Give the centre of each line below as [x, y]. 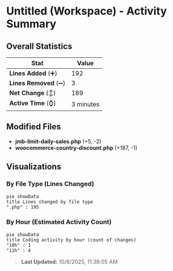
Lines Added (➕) [33, 73]
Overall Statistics [39, 46]
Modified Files [34, 127]
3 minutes [85, 104]
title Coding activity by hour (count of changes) [71, 240]
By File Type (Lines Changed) [50, 184]
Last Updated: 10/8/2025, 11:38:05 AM [69, 261]
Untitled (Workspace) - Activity [87, 11]
